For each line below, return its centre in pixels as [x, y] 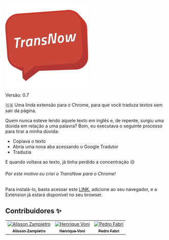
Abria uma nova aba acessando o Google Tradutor [65, 146]
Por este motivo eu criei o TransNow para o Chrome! [61, 174]
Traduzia [22, 152]
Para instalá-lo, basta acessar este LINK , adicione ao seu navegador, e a [81, 190]
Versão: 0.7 [17, 95]
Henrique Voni [72, 231]
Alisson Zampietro [29, 231]
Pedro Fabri [109, 231]
